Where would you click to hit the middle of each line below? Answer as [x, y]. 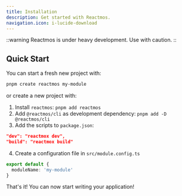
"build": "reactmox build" [40, 141]
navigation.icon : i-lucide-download [52, 23]
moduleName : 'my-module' [42, 170]
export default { [28, 164]
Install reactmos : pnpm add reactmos [58, 107]
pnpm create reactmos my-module [46, 85]
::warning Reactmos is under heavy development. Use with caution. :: [92, 40]
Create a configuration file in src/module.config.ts [77, 153]
